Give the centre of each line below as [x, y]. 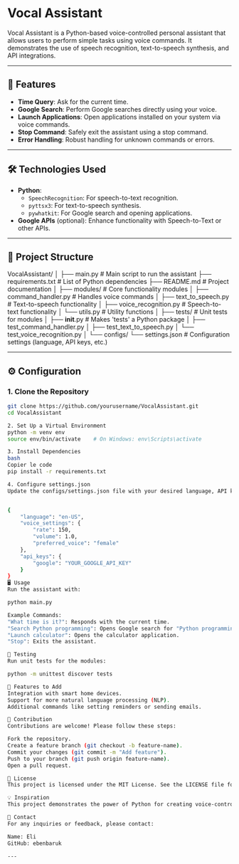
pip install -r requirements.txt [57, 472]
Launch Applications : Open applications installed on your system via [119, 117]
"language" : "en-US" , [52, 517]
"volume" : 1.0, [55, 537]
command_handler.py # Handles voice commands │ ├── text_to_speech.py [118, 297]
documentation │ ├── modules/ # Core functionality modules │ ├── [108, 289]
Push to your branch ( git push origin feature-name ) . [89, 759]
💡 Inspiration [28, 798]
